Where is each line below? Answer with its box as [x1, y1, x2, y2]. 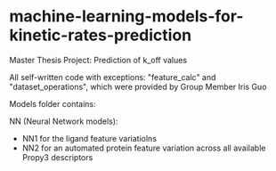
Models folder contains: [9, 98, 96, 109]
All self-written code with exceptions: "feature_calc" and [9, 71, 216, 82]
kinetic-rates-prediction [9, 25, 192, 45]
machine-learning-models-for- [9, 6, 244, 27]
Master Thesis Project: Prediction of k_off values [9, 54, 188, 65]
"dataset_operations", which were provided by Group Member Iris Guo [9, 81, 267, 92]
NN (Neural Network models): [9, 116, 118, 126]
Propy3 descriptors [21, 151, 93, 162]
